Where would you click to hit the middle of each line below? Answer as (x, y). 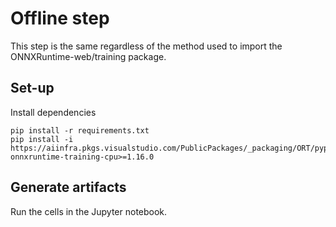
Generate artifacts (68, 187)
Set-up (32, 88)
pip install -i (42, 139)
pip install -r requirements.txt (80, 130)
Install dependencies (53, 112)
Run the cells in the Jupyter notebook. (89, 211)
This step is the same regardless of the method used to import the (146, 46)
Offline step (60, 18)
